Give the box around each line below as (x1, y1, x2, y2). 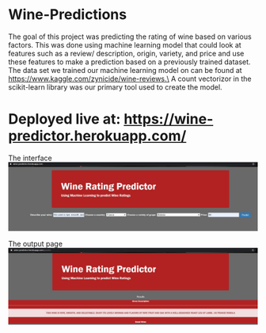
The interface (8, 153, 53, 163)
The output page (8, 239, 63, 249)
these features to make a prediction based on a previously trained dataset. (8, 57, 251, 67)
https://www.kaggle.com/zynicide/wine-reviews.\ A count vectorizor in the (8, 74, 252, 83)
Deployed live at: (8, 110, 121, 128)
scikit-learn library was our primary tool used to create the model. (8, 82, 223, 92)
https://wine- (123, 110, 214, 128)
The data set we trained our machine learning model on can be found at (8, 65, 243, 75)
